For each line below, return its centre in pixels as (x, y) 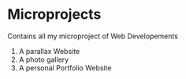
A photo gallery (44, 59)
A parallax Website (49, 51)
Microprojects (54, 14)
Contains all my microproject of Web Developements (93, 36)
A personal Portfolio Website (65, 67)
